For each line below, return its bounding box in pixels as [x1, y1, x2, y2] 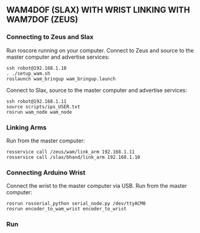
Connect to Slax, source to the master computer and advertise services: [6, 86, 187, 94]
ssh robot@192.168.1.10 [6, 65, 67, 71]
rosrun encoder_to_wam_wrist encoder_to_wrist [6, 206, 127, 212]
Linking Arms [6, 123, 47, 131]
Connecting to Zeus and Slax [6, 33, 94, 42]
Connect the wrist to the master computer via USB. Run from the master [6, 182, 187, 190]
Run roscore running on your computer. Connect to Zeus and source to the [6, 46, 194, 54]
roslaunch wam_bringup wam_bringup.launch [6, 76, 116, 82]
